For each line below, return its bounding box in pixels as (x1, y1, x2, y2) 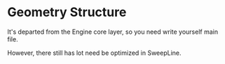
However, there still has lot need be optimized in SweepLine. (7, 49, 182, 57)
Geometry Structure (7, 4, 127, 20)
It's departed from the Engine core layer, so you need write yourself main (7, 27, 219, 36)
